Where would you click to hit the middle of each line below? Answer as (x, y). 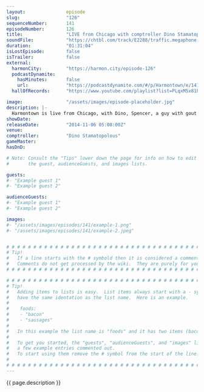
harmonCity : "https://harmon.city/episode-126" (84, 68)
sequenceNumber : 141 (40, 23)
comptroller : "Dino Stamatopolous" (63, 136)
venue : (15, 130)
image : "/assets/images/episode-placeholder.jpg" (90, 102)
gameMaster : (21, 142)
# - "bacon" (25, 315)
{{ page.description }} (34, 382)
